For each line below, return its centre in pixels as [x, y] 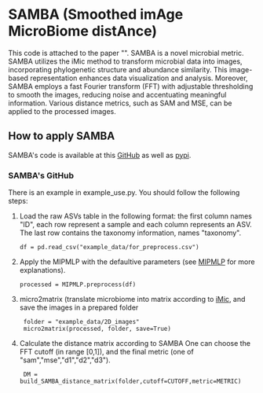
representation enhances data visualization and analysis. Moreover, [139, 78]
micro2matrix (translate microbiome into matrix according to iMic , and [132, 299]
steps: [18, 201]
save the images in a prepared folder [79, 307]
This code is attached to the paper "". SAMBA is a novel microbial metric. [126, 53]
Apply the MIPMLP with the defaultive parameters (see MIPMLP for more [137, 262]
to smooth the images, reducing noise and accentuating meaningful [117, 94]
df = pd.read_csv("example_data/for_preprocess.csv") [109, 248]
